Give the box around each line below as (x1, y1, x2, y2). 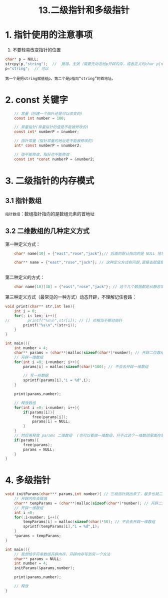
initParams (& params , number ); (14, 565, 75, 570)
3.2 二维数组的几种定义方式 (5, 227, 90, 235)
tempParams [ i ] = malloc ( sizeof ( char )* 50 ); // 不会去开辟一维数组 (23, 519, 155, 524)
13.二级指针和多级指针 (38, 4, 130, 16)
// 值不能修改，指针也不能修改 (14, 152, 69, 157)
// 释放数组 (14, 400, 36, 405)
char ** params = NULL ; (14, 556, 61, 561)
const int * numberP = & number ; (14, 129, 79, 134)
